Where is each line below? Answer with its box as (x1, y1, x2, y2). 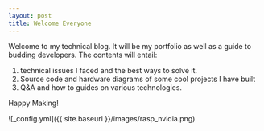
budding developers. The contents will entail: (8, 50, 158, 59)
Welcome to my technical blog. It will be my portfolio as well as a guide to (8, 41, 252, 51)
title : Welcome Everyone (8, 19, 92, 27)
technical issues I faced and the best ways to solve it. (19, 65, 198, 75)
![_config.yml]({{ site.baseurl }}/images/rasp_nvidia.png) (8, 113, 196, 123)
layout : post (8, 11, 52, 20)
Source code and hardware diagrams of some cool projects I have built (19, 74, 256, 84)
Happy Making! (8, 98, 59, 108)
